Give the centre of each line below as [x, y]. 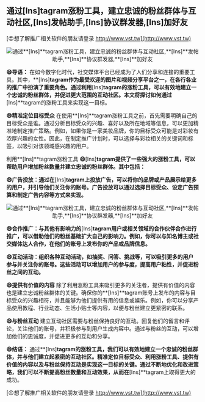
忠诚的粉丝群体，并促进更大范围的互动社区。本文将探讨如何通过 [92, 95]
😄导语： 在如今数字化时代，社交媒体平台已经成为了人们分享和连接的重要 [98, 71]
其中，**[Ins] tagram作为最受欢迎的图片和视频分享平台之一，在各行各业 [107, 79]
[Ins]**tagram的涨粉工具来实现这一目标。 [59, 102]
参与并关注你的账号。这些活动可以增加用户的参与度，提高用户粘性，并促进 [100, 264]
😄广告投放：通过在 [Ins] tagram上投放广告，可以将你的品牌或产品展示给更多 [102, 180]
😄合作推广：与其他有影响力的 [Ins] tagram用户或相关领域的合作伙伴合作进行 [102, 228]
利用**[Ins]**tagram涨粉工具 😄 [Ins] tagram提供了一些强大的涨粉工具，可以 [101, 159]
